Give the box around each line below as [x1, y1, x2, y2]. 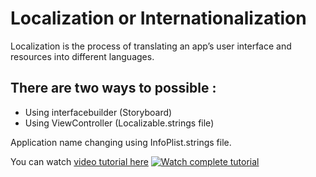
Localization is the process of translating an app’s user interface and [10, 40, 292, 52]
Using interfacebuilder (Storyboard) [24, 106, 173, 118]
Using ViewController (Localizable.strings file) [24, 117, 215, 129]
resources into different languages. [10, 50, 155, 62]
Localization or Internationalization [10, 7, 307, 30]
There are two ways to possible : [10, 80, 217, 97]
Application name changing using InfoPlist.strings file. [10, 136, 232, 148]
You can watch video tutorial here [10, 155, 149, 167]
